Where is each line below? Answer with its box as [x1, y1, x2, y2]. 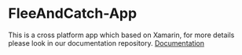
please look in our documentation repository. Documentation [8, 38, 205, 47]
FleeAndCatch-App [8, 5, 137, 22]
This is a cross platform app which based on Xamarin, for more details [8, 30, 235, 40]
